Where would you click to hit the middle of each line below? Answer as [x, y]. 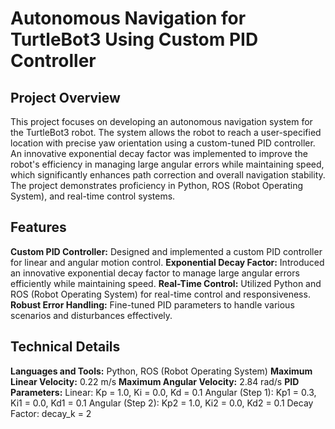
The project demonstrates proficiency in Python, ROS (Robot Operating [157, 185]
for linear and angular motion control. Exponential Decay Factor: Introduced [167, 262]
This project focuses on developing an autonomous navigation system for [161, 121]
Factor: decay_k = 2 [51, 413]
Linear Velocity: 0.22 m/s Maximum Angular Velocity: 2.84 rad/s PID [155, 381]
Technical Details [65, 347]
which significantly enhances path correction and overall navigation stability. [168, 175]
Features [38, 227]
